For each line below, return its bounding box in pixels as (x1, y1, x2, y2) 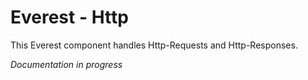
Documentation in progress (10, 58, 123, 70)
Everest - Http (10, 6, 129, 29)
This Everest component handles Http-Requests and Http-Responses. (10, 39, 298, 51)
